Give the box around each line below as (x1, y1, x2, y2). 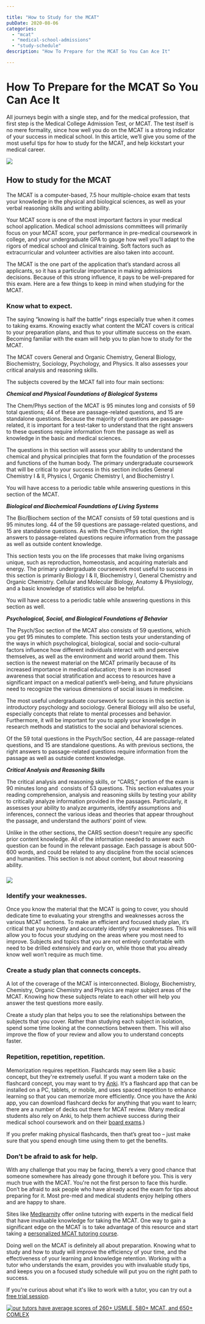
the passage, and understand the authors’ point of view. (6, 817, 147, 824)
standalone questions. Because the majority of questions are (6, 415, 159, 422)
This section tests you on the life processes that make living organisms (6, 552, 185, 560)
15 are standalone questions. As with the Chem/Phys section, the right (6, 527, 183, 534)
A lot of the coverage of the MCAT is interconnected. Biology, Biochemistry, (6, 980, 196, 988)
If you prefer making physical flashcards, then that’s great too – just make (6, 1130, 191, 1137)
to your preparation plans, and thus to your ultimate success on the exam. (6, 328, 192, 336)
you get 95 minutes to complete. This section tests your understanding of (6, 633, 191, 640)
